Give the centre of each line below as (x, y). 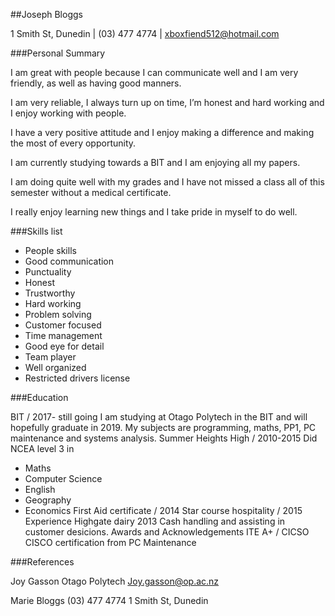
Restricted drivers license (77, 378)
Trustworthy (50, 293)
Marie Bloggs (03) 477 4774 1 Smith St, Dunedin (109, 600)
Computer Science (63, 478)
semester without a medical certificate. (91, 192)
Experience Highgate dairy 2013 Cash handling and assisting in (155, 521)
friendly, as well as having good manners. (96, 83)
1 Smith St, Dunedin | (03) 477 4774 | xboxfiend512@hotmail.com (145, 33)
